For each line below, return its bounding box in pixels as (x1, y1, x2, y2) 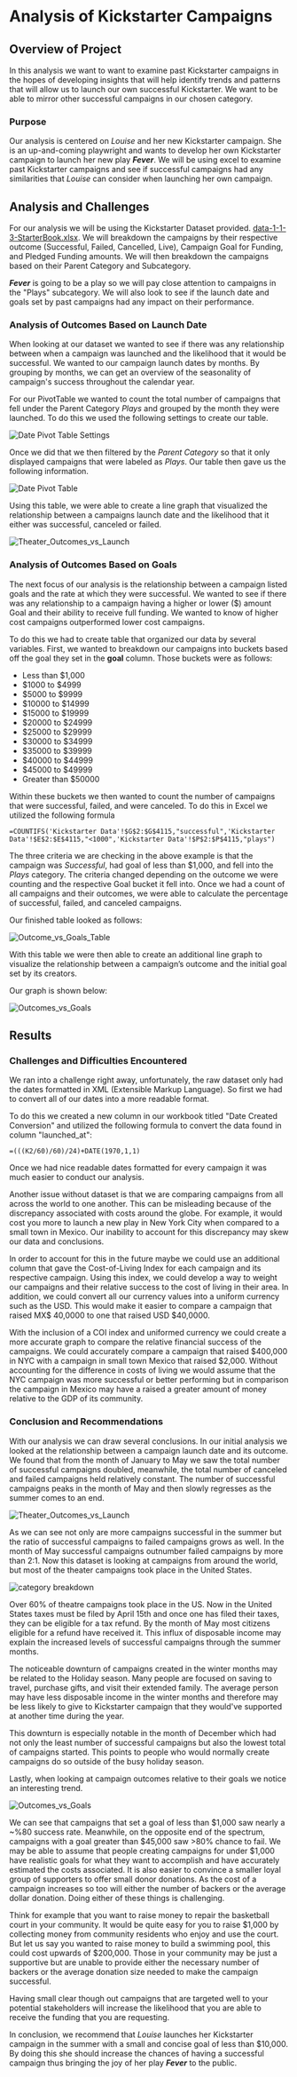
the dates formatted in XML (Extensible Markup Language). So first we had (9, 1084, 283, 1095)
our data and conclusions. (9, 1236, 105, 1247)
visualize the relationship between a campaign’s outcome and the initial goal (9, 958, 287, 969)
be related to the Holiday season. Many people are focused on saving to (9, 1672, 272, 1684)
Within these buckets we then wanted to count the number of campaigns (9, 790, 276, 801)
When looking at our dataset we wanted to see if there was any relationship (9, 339, 285, 350)
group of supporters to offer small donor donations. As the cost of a (9, 1874, 257, 1884)
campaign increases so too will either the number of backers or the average (9, 1883, 286, 1893)
